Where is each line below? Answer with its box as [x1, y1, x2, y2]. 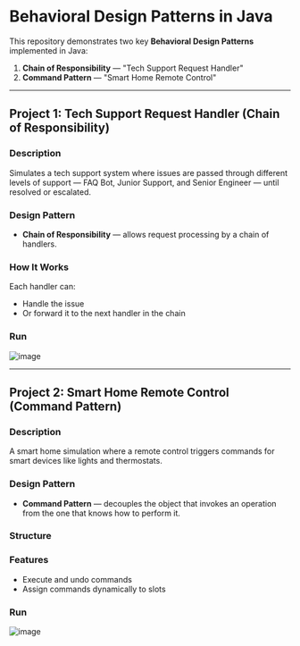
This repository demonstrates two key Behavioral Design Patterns [9, 36, 254, 46]
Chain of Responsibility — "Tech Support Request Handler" [21, 63, 244, 73]
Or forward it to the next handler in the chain [21, 308, 186, 319]
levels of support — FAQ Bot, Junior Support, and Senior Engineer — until [9, 177, 279, 188]
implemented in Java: [9, 45, 88, 55]
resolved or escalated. [9, 186, 92, 197]
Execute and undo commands [21, 574, 132, 584]
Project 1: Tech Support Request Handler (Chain [9, 106, 280, 122]
